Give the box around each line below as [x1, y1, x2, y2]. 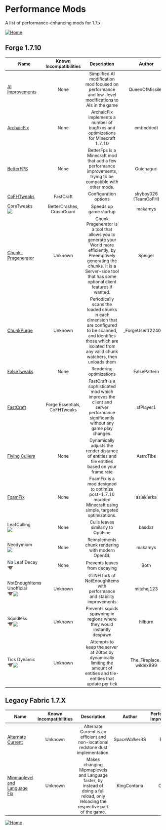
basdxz [138, 524, 154, 530]
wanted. [93, 289, 110, 295]
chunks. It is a [88, 263, 116, 269]
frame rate [91, 469, 113, 474]
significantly [89, 415, 115, 421]
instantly [93, 627, 111, 632]
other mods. [89, 184, 115, 190]
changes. [92, 431, 112, 436]
